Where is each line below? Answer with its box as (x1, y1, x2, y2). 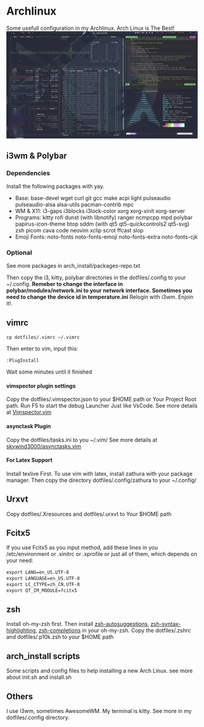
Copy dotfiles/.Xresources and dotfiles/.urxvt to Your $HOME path (6, 510, 172, 518)
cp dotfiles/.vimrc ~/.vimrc (6, 335, 80, 341)
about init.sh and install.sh (6, 673, 72, 681)
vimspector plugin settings (6, 382, 76, 389)
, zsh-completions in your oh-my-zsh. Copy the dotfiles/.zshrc (35, 627, 191, 634)
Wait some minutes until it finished (6, 368, 92, 375)
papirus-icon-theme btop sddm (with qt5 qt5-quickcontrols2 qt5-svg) (15, 220, 190, 228)
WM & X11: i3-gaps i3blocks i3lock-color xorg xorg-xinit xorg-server (15, 207, 185, 215)
